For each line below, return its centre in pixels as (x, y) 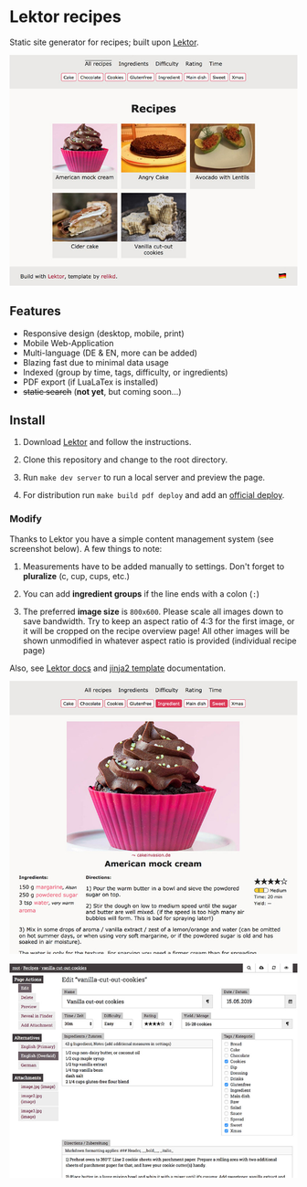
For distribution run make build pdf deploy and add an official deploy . (153, 495)
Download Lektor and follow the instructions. (107, 442)
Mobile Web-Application (68, 343)
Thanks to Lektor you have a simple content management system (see (142, 539)
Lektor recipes (65, 17)
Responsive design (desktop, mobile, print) (103, 333)
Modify (26, 519)
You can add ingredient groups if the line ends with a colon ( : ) (141, 593)
